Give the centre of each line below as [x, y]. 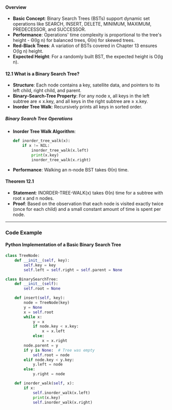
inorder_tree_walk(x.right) [61, 160]
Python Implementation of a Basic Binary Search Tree [63, 245]
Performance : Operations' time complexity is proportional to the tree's [87, 35]
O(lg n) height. [28, 51]
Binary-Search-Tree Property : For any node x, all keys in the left [81, 96]
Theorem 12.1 [20, 181]
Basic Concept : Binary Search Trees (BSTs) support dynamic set [81, 18]
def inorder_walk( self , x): [44, 383]
